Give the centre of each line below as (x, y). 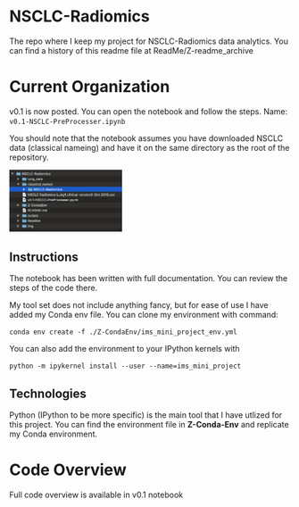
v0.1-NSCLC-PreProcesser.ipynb (67, 121)
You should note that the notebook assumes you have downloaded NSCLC (146, 138)
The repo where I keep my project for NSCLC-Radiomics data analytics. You (149, 41)
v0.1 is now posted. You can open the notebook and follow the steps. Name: (149, 111)
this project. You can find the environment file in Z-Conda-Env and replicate (149, 424)
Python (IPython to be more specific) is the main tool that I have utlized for (146, 415)
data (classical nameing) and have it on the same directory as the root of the (149, 147)
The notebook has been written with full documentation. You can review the (149, 278)
